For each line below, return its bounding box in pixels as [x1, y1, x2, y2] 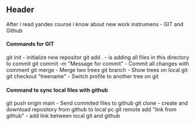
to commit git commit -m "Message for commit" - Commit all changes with [6, 60, 190, 67]
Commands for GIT [6, 40, 54, 48]
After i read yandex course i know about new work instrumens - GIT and [6, 20, 184, 27]
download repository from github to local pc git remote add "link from [6, 106, 177, 113]
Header [6, 5, 35, 15]
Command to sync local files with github [6, 86, 109, 93]
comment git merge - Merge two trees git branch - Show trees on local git [6, 67, 188, 74]
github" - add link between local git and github [6, 112, 120, 120]
